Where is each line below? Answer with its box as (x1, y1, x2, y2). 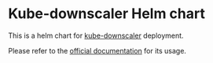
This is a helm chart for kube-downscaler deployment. (8, 31, 184, 40)
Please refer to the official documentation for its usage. (8, 46, 187, 55)
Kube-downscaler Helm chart (8, 5, 206, 23)
